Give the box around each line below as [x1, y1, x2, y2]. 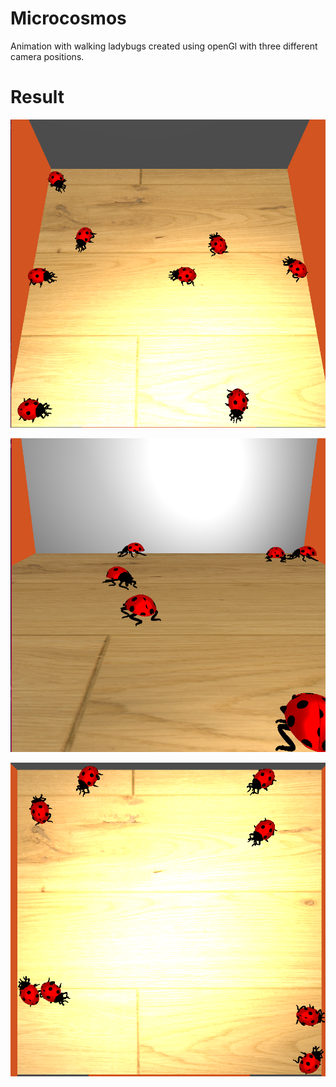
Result [10, 86, 65, 109]
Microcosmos [10, 7, 127, 30]
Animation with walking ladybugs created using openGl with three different [10, 40, 318, 52]
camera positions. [10, 50, 85, 62]
